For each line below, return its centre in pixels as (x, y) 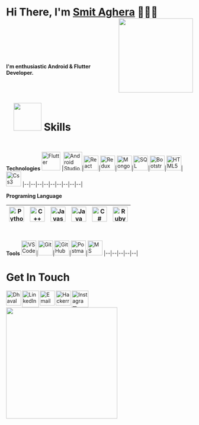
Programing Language (34, 196)
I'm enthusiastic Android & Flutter (48, 66)
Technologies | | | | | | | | (95, 168)
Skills (57, 127)
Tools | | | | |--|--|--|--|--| (72, 253)
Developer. (20, 72)
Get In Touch (38, 277)
